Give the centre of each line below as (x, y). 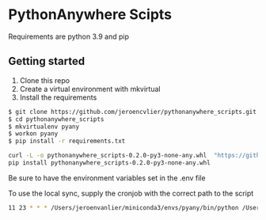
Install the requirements (58, 97)
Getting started (47, 61)
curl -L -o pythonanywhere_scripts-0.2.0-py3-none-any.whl (108, 156)
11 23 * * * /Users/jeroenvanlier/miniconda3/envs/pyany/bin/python (123, 207)
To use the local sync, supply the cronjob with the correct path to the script (131, 193)
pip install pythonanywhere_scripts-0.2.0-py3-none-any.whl (110, 163)
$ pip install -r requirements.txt (67, 141)
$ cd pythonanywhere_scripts (56, 119)
